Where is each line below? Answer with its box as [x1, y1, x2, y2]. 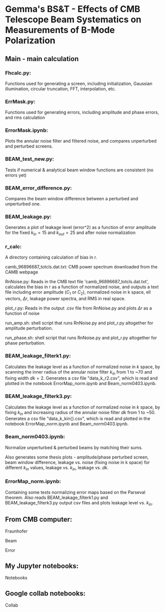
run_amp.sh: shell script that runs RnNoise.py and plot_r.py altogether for [5, 320, 154, 326]
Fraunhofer [5, 528, 28, 534]
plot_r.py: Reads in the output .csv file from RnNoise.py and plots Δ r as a [5, 305, 152, 311]
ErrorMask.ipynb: [5, 127, 48, 134]
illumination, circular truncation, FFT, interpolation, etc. [5, 85, 116, 92]
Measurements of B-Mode [5, 25, 115, 36]
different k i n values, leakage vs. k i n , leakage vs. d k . [5, 464, 109, 472]
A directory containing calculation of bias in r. [5, 254, 98, 260]
